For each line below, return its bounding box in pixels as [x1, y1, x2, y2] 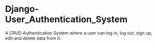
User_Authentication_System [5, 14, 128, 25]
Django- [5, 3, 39, 15]
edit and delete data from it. [5, 35, 62, 41]
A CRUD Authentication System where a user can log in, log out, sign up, [5, 30, 153, 36]
